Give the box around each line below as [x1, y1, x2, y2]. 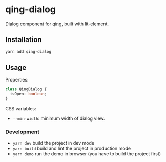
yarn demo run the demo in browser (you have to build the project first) [12, 151, 161, 157]
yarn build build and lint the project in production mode [12, 145, 131, 152]
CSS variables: [5, 106, 36, 112]
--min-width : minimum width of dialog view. [12, 115, 105, 121]
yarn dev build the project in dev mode [12, 140, 95, 146]
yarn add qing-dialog [5, 49, 52, 54]
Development [5, 128, 40, 135]
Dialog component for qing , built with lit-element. [5, 21, 109, 27]
